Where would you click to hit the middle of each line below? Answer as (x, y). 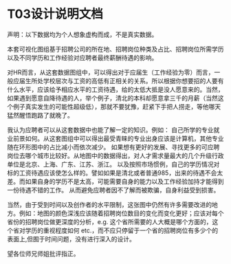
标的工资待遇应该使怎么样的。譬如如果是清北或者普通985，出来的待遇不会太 (115, 173)
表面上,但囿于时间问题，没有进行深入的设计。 (71, 239)
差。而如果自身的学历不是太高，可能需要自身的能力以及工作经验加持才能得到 (115, 181)
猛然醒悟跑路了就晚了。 (40, 115)
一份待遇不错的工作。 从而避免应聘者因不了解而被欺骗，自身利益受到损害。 (113, 190)
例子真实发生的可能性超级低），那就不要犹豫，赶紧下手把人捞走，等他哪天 (117, 107)
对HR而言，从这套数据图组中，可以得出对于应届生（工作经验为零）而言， (111, 72)
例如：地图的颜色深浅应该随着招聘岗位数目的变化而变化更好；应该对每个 (121, 213)
